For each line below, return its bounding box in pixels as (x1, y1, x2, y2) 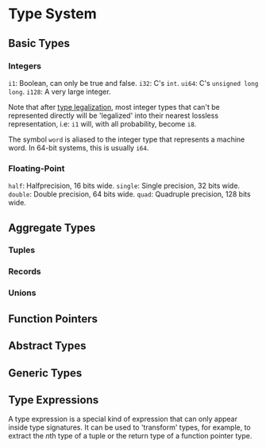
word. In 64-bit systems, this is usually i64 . (8, 142, 149, 152)
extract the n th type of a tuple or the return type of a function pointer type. (8, 431, 253, 441)
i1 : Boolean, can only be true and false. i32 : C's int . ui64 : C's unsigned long (8, 78, 259, 88)
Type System (8, 5, 97, 23)
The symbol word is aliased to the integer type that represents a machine (8, 134, 245, 144)
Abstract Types (8, 339, 87, 353)
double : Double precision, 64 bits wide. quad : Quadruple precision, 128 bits (8, 189, 252, 199)
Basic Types (8, 37, 70, 50)
